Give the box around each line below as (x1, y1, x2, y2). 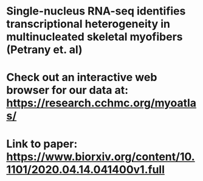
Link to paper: (6, 137, 78, 151)
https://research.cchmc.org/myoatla (6, 96, 196, 110)
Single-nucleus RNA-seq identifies (6, 4, 186, 18)
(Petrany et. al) (6, 43, 83, 57)
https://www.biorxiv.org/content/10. (6, 150, 196, 163)
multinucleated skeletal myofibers (6, 30, 183, 44)
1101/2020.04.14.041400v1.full (6, 162, 165, 176)
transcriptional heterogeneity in (6, 17, 170, 31)
